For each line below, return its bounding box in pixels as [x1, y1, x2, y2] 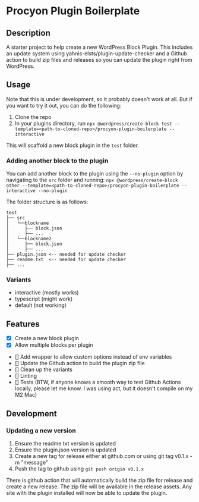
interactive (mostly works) [14, 289, 79, 296]
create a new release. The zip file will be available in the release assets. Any [6, 483, 192, 490]
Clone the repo [14, 113, 52, 120]
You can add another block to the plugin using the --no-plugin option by [6, 170, 184, 177]
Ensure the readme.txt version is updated [14, 440, 116, 447]
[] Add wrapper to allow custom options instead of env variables [14, 353, 172, 360]
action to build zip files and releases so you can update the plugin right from [6, 57, 193, 63]
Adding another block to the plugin [6, 156, 109, 165]
